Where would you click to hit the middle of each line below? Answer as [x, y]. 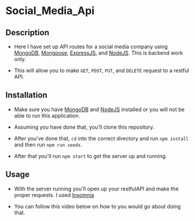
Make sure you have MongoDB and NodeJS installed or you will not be [99, 109]
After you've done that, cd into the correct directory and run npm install [101, 138]
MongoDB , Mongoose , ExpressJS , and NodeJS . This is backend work [98, 53]
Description [27, 33]
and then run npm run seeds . [48, 145]
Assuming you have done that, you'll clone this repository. [84, 127]
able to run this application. [47, 115]
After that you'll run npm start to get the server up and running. [90, 156]
